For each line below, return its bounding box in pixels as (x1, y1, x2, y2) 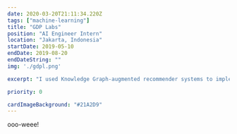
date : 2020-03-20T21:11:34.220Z (7, 10, 102, 18)
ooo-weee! (7, 121, 39, 129)
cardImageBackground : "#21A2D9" (7, 101, 102, 108)
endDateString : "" (7, 56, 61, 63)
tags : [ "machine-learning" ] (7, 17, 90, 24)
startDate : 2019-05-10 (7, 43, 74, 50)
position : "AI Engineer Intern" (7, 30, 102, 37)
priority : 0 (7, 88, 42, 95)
